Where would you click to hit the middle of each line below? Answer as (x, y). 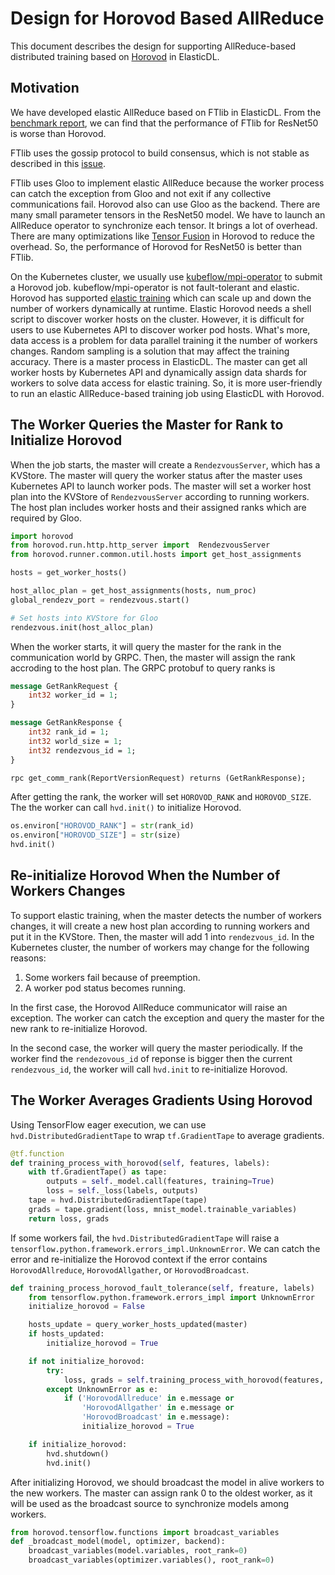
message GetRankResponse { (66, 723)
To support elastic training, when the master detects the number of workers (166, 915)
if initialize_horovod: (78, 1444)
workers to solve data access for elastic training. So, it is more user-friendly (166, 383)
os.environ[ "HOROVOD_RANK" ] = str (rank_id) (102, 826)
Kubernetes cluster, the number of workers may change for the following (160, 947)
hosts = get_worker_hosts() (69, 573)
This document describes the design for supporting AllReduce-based (153, 46)
